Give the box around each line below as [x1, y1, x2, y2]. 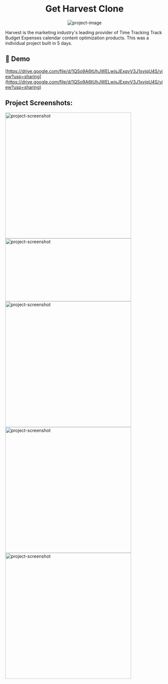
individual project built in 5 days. [5, 40, 72, 46]
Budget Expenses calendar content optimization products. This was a [5, 35, 149, 41]
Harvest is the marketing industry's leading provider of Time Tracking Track [5, 29, 162, 35]
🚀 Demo [5, 55, 30, 63]
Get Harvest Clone [45, 3, 124, 15]
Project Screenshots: [5, 99, 73, 107]
